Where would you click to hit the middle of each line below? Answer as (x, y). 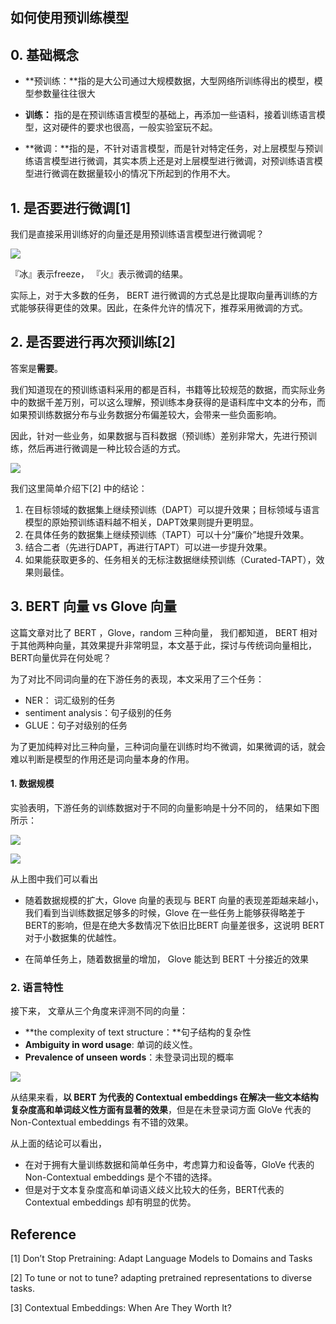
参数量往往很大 (64, 94)
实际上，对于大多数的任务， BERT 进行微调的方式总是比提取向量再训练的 (160, 295)
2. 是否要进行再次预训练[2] (93, 342)
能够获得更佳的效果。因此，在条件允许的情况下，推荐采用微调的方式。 (163, 308)
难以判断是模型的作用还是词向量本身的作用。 (102, 759)
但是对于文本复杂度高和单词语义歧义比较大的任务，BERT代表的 (154, 1190)
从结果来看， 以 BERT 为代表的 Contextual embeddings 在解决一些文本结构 (164, 1097)
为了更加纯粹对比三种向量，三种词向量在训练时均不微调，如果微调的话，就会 (168, 746)
